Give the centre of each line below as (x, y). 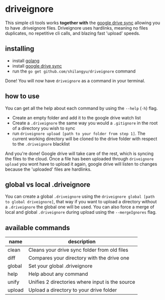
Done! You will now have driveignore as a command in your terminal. (75, 80)
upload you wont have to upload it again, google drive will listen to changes (81, 164)
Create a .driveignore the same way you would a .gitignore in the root (85, 123)
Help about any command (58, 274)
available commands (38, 228)
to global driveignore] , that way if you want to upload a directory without (81, 202)
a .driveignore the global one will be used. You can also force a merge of (80, 207)
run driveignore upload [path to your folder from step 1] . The (79, 133)
